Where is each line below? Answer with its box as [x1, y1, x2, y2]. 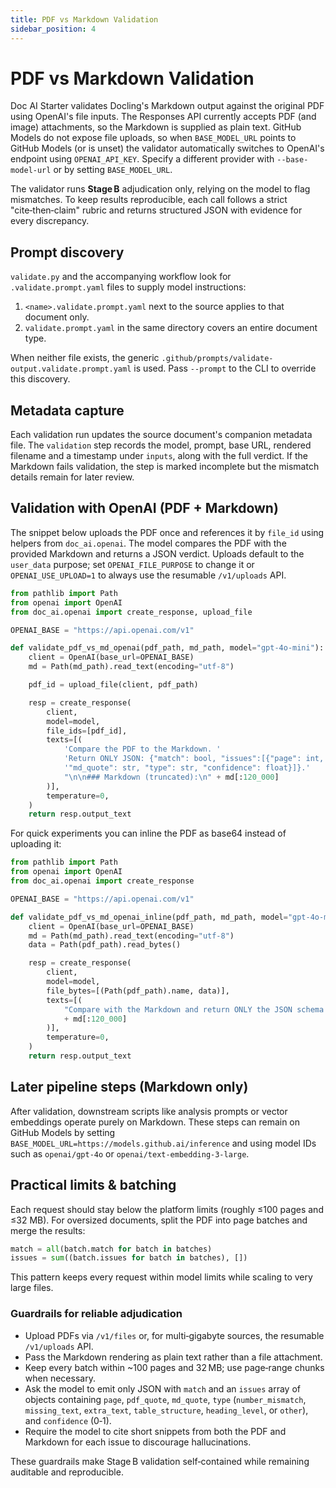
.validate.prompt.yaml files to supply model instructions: [10, 281, 247, 293]
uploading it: [10, 838, 62, 850]
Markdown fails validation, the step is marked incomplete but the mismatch [10, 461, 320, 473]
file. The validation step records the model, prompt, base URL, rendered [10, 439, 312, 451]
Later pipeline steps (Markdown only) [10, 1079, 249, 1096]
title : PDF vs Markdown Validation [10, 14, 159, 25]
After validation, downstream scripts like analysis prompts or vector [10, 1105, 288, 1117]
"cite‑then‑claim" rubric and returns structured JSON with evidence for [10, 204, 303, 216]
